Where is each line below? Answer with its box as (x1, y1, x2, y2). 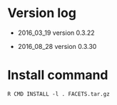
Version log (7, 5, 77, 21)
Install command (7, 67, 108, 83)
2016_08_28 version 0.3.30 (17, 42, 97, 50)
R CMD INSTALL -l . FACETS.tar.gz (7, 90, 111, 97)
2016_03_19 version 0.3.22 (17, 28, 95, 37)
